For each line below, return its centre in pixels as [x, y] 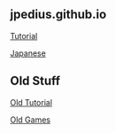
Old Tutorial [31, 102]
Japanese [28, 53]
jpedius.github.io [58, 15]
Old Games [31, 120]
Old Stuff [35, 81]
